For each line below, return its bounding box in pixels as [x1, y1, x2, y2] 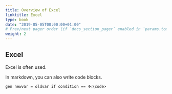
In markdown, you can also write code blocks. [5, 74, 102, 80]
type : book [5, 17, 29, 22]
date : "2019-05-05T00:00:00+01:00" [5, 22, 81, 27]
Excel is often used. [5, 64, 47, 70]
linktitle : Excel [5, 12, 42, 17]
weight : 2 [5, 31, 27, 36]
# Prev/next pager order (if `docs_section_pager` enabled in [5, 27, 141, 32]
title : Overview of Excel [5, 7, 60, 13]
